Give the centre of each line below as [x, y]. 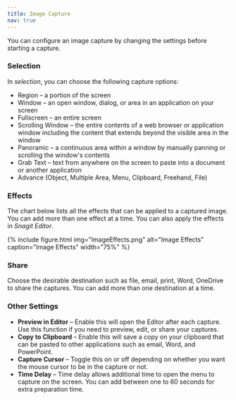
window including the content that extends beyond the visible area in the [123, 132]
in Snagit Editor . [31, 226]
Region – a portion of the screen [64, 95]
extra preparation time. [51, 389]
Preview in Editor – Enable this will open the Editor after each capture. [119, 322]
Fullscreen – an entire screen [60, 118]
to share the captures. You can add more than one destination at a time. [111, 288]
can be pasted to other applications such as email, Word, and [106, 344]
